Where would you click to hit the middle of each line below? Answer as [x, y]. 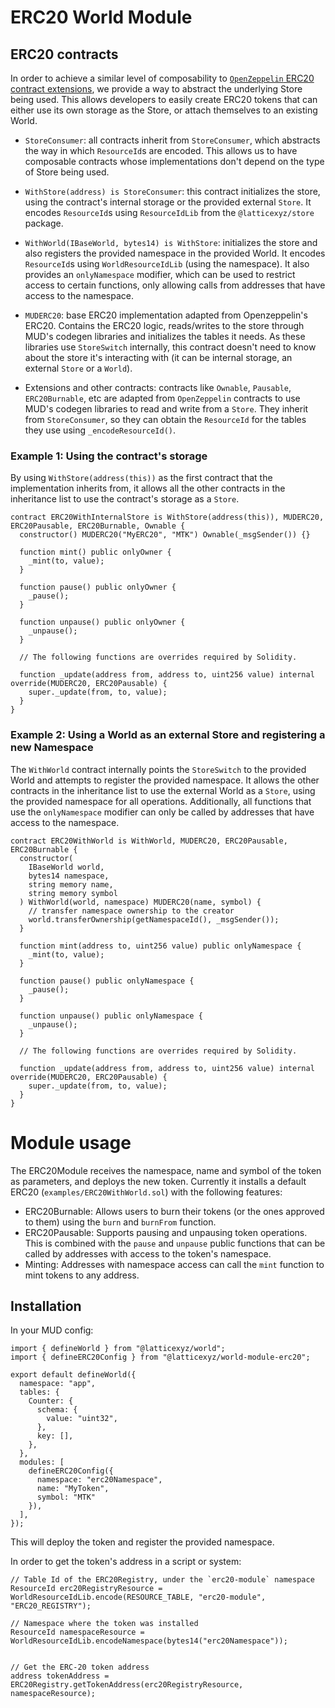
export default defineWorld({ [73, 1375]
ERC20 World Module [101, 17]
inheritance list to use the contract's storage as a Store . [125, 499]
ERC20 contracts [64, 54]
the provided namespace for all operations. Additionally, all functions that [161, 801]
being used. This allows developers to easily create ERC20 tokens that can [164, 99]
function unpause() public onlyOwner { [102, 622]
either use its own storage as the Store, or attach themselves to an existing [164, 110]
